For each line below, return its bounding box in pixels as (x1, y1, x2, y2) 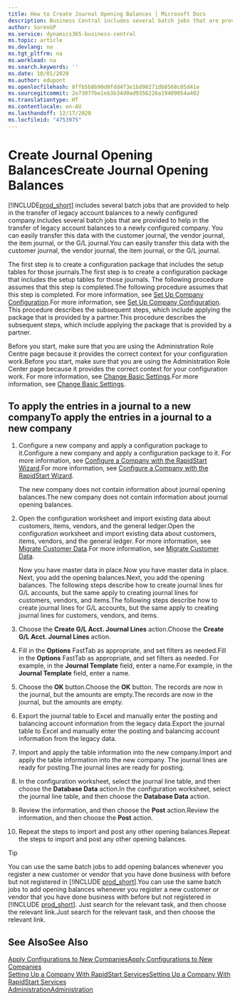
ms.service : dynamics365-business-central (8, 30, 136, 38)
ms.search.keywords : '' (8, 63, 79, 70)
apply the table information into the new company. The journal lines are (18, 756, 228, 764)
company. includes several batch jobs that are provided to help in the (8, 216, 209, 224)
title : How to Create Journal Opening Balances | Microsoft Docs (8, 10, 206, 18)
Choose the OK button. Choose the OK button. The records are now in (18, 683, 223, 691)
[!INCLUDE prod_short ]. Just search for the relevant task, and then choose (8, 900, 226, 909)
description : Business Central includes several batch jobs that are (8, 17, 219, 24)
